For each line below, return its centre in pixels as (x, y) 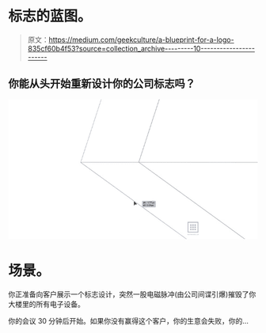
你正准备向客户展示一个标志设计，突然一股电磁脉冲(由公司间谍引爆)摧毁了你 (132, 294)
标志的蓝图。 (50, 16)
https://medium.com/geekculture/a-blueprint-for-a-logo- (142, 40)
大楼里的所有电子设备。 (46, 304)
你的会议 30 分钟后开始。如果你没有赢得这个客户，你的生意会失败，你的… (129, 320)
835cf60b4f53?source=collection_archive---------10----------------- (141, 48)
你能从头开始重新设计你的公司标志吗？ (102, 84)
